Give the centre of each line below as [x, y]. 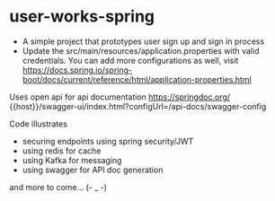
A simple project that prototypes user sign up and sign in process [143, 41]
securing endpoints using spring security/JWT [108, 141]
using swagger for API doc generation [93, 170]
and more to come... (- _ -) [58, 187]
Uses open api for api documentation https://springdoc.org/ [120, 97]
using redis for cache [62, 151]
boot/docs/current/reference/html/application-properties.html [137, 79]
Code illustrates [38, 124]
